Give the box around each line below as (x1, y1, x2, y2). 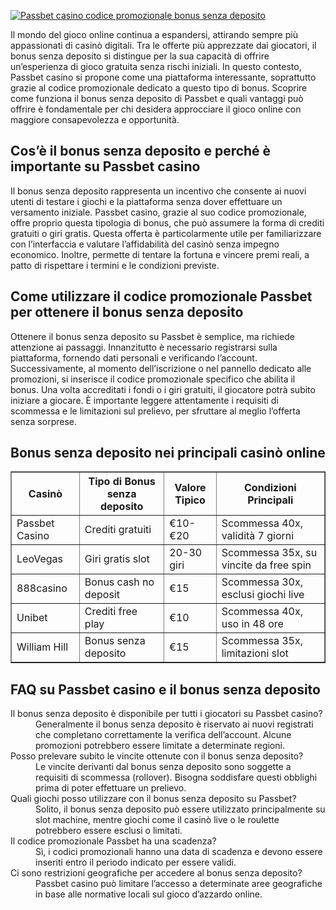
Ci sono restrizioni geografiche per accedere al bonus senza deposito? (10, 867, 303, 879)
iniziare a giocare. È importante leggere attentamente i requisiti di (10, 394, 279, 406)
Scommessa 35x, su (221, 546, 318, 560)
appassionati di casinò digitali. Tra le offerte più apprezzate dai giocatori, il (10, 40, 317, 51)
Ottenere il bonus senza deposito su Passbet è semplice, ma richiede (10, 330, 295, 342)
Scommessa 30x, (221, 575, 304, 589)
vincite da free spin (221, 558, 312, 572)
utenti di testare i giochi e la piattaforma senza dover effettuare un (10, 195, 283, 207)
